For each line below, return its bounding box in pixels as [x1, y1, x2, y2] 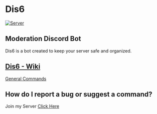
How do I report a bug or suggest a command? [5, 90, 152, 98]
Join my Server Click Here [5, 103, 59, 109]
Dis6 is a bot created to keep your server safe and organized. [5, 47, 132, 53]
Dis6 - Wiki [5, 62, 41, 71]
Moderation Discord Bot [5, 34, 81, 43]
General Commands [5, 75, 47, 81]
